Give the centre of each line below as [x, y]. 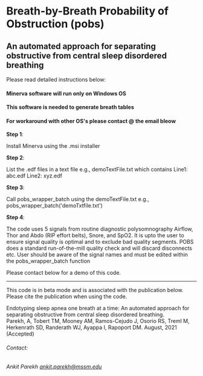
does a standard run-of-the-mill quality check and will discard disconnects [99, 248]
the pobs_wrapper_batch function [48, 261]
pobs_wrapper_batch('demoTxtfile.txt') [54, 206]
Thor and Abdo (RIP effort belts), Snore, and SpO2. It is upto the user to [95, 235]
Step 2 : [15, 158]
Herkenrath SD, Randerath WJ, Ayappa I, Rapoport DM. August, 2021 [92, 328]
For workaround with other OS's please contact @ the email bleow [91, 121]
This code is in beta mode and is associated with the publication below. [95, 290]
